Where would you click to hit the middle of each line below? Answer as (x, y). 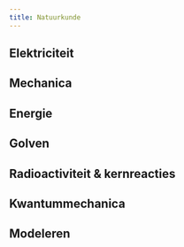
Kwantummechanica (67, 203)
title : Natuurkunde (45, 17)
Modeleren (40, 234)
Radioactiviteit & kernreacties (92, 174)
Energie (31, 113)
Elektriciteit (42, 54)
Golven (30, 144)
